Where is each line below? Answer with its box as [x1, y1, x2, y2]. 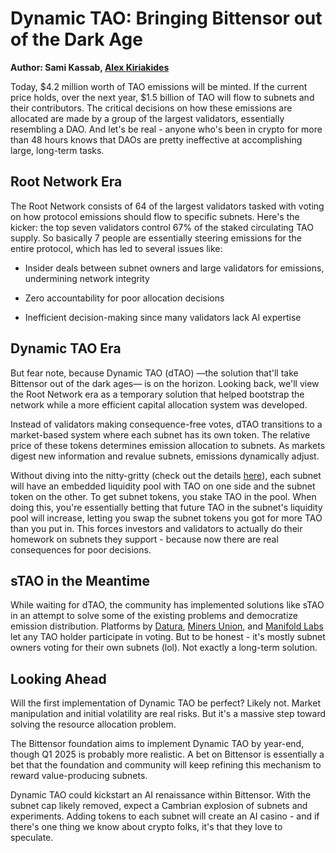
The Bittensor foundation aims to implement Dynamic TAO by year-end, [10, 738, 305, 750]
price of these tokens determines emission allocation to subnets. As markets [10, 439, 326, 451]
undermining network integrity [24, 272, 150, 284]
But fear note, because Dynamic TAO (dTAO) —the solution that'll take [10, 367, 299, 379]
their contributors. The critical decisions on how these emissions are [10, 102, 293, 114]
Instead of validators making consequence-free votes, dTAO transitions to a [10, 418, 323, 430]
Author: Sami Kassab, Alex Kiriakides [10, 61, 170, 73]
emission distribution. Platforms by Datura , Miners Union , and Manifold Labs [10, 620, 324, 632]
